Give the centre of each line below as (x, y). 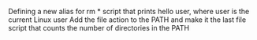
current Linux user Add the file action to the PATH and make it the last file (127, 20)
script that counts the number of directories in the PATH (99, 28)
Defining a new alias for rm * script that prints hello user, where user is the (129, 11)
